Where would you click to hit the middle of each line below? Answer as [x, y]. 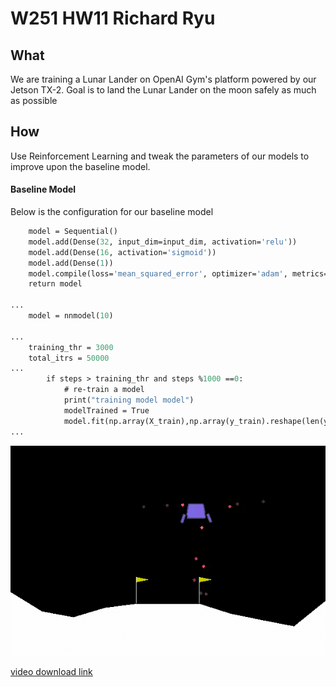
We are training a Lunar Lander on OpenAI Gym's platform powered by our [163, 79]
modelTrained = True [106, 410]
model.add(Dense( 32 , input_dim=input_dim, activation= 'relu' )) [163, 242]
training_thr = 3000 [71, 347]
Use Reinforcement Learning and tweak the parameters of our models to [160, 156]
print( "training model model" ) [129, 400]
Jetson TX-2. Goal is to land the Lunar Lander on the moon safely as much [163, 90]
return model [55, 284]
